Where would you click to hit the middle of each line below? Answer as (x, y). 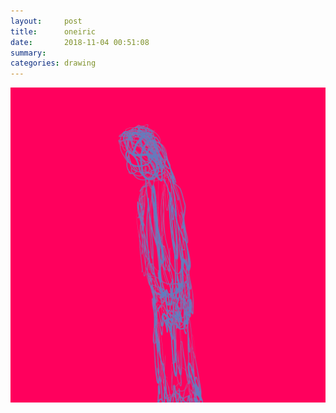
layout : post (46, 21)
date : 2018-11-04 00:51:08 (80, 42)
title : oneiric (53, 31)
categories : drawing (53, 63)
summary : (28, 53)
